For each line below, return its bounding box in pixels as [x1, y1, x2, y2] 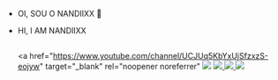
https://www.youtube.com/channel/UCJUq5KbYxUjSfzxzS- [52, 51, 269, 62]
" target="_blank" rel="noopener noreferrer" [39, 62, 201, 72]
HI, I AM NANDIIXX [17, 25, 86, 35]
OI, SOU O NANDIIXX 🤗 [17, 9, 102, 18]
